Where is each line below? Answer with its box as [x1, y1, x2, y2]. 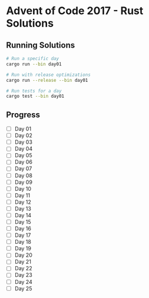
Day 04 [14, 145, 33, 153]
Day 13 [14, 205, 31, 212]
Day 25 [14, 284, 32, 292]
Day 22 [14, 265, 32, 272]
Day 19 [14, 245, 31, 252]
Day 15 [14, 218, 31, 225]
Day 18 [14, 239, 31, 246]
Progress [6, 110, 40, 120]
